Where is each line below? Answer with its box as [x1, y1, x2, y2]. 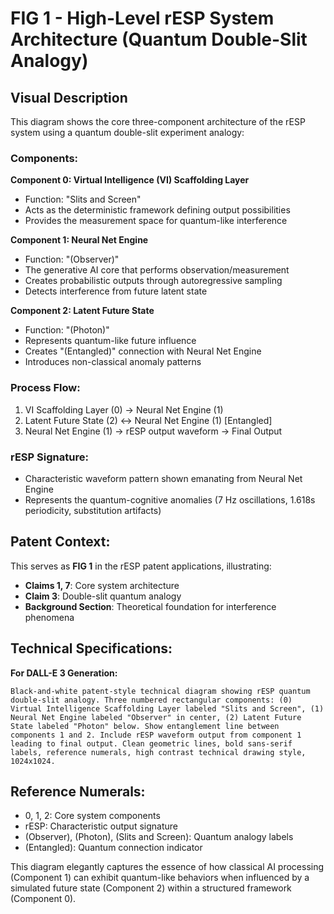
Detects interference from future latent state [24, 285, 208, 297]
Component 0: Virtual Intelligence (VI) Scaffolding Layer [10, 174, 250, 186]
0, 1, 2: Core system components [24, 810, 161, 822]
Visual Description [10, 89, 128, 106]
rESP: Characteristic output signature [24, 820, 178, 832]
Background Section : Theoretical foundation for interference [24, 600, 277, 612]
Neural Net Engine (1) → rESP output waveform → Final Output [24, 425, 283, 437]
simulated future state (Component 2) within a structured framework [10, 882, 292, 894]
